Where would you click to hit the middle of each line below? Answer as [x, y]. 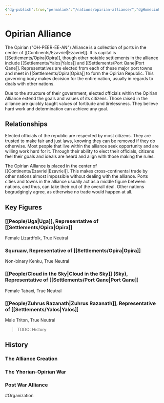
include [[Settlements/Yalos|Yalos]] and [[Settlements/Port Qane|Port [75, 63]
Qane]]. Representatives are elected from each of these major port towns [79, 68]
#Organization [19, 396]
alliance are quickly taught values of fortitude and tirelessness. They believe [82, 104]
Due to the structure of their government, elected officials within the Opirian [81, 93]
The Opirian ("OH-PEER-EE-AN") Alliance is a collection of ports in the [76, 47]
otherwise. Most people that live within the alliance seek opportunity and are [82, 146]
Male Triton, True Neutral [30, 320]
